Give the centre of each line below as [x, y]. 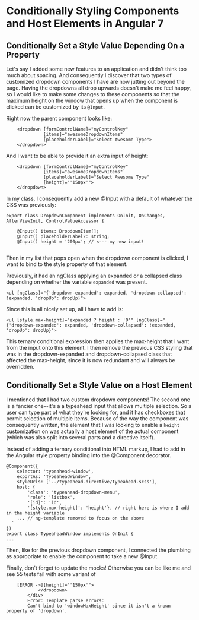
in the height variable [36, 513]
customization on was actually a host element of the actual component [92, 431]
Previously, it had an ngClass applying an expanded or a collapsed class [94, 276]
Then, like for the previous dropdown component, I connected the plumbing [99, 550]
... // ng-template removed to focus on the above [81, 518]
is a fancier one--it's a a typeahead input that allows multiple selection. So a [99, 406]
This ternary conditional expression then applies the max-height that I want [98, 341]
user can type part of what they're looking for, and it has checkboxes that [96, 412]
